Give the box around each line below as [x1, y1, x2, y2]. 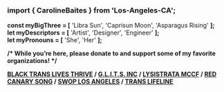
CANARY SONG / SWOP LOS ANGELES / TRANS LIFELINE [7, 77, 174, 86]
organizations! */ [7, 57, 57, 65]
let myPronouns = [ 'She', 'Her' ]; [7, 36, 102, 44]
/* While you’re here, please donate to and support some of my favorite [7, 49, 216, 57]
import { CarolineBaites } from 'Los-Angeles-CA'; [7, 6, 176, 15]
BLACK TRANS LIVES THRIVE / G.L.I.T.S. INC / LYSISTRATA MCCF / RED [7, 70, 216, 78]
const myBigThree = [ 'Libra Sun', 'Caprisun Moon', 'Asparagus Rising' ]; [7, 21, 215, 30]
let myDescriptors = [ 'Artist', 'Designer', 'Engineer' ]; [7, 28, 160, 37]
